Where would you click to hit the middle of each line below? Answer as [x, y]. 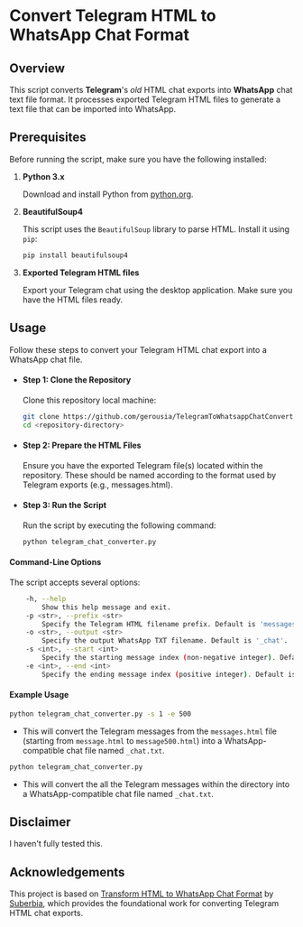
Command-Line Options [55, 562]
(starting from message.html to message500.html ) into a [122, 740]
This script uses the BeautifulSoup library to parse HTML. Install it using [156, 229]
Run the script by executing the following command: [119, 525]
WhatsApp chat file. [46, 359]
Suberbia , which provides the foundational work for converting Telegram [144, 904]
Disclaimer [40, 822]
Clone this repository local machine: [89, 400]
